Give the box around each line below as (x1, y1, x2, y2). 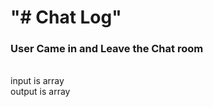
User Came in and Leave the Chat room (10, 42, 204, 56)
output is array (10, 86, 71, 98)
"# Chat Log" (10, 6, 122, 29)
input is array (10, 75, 65, 87)
